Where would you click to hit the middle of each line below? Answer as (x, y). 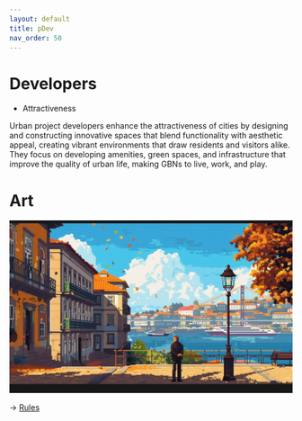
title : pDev (31, 28)
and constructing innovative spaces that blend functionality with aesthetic (146, 136)
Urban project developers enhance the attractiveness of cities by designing (149, 126)
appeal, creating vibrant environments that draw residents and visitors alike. (150, 145)
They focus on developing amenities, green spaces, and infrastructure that (147, 155)
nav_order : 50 (36, 38)
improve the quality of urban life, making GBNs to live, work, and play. (138, 164)
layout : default (40, 19)
